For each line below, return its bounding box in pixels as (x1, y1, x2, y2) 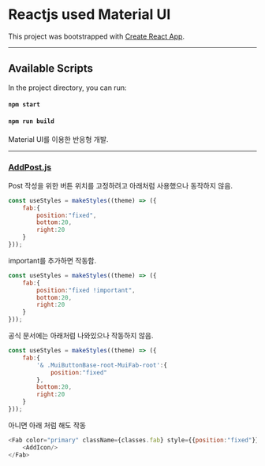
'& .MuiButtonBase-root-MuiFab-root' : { (36, 361, 168, 369)
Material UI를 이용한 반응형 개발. (8, 134, 109, 144)
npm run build (8, 117, 55, 125)
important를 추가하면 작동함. (8, 255, 97, 265)
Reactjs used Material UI (8, 6, 171, 24)
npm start (8, 101, 41, 109)
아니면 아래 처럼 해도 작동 (8, 420, 87, 430)
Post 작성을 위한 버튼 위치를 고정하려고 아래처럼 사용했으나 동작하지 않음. (8, 181, 233, 190)
